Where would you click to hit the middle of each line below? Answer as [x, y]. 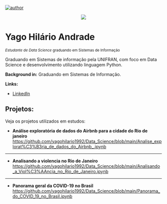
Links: [12, 84]
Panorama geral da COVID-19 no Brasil [53, 186]
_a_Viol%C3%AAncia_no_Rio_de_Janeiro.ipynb [60, 171]
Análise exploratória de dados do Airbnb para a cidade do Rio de [80, 131]
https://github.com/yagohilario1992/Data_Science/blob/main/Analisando [86, 166]
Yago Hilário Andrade [50, 37]
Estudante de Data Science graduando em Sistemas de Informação [63, 50]
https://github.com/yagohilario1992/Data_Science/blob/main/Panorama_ [86, 191]
